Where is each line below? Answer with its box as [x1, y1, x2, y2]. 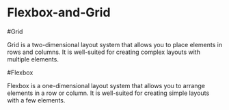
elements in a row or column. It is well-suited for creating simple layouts [7, 89, 210, 97]
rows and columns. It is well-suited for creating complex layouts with [7, 48, 200, 56]
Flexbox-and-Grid [7, 5, 111, 20]
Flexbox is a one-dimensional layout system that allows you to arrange [7, 81, 206, 90]
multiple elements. [7, 55, 59, 63]
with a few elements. [7, 96, 66, 104]
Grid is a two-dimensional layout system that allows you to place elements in [7, 40, 223, 49]
